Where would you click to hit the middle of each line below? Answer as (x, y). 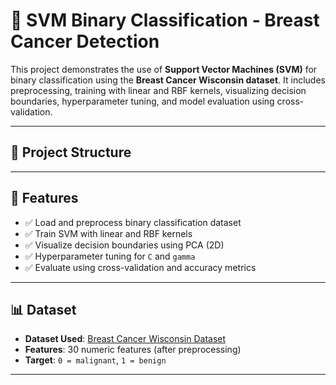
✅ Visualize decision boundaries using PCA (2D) (124, 245)
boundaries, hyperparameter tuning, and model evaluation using (142, 101)
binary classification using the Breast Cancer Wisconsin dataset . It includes (168, 80)
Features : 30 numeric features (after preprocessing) (133, 350)
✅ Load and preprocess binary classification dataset (133, 222)
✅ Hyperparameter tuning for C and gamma (110, 256)
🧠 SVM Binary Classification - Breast (165, 20)
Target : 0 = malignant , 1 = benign (95, 360)
